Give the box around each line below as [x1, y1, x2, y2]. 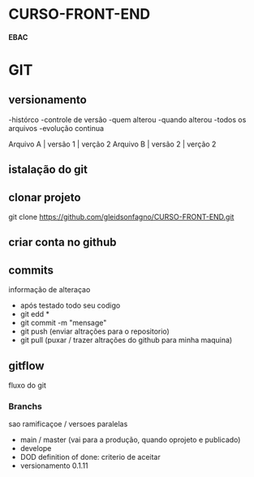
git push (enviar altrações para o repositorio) [19, 326, 170, 336]
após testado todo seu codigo [19, 300, 121, 310]
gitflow [8, 359, 45, 373]
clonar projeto [8, 190, 81, 204]
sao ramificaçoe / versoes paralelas [8, 419, 128, 429]
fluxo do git [8, 380, 46, 390]
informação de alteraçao [8, 285, 91, 295]
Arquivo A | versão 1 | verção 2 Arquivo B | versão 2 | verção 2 [8, 139, 217, 149]
